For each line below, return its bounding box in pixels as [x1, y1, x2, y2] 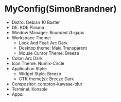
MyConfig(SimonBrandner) [4, 3, 117, 15]
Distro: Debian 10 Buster [11, 19, 60, 25]
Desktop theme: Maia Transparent [18, 45, 87, 51]
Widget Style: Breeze [18, 71, 61, 76]
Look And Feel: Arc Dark [18, 40, 68, 45]
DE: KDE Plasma [11, 24, 44, 30]
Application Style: [11, 65, 47, 71]
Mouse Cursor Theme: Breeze [18, 50, 80, 56]
